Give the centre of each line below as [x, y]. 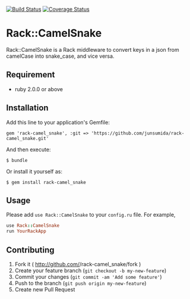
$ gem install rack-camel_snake [46, 182]
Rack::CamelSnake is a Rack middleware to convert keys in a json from [93, 49]
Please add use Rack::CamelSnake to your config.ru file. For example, [91, 215]
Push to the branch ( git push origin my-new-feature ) [80, 283]
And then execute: [28, 149]
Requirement [31, 75]
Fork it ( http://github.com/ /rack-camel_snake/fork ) [78, 264]
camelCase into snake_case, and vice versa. [60, 56]
